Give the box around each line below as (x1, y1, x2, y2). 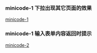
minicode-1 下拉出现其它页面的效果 (5, 4, 92, 11)
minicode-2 (5, 42, 29, 48)
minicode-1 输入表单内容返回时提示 (5, 30, 92, 37)
